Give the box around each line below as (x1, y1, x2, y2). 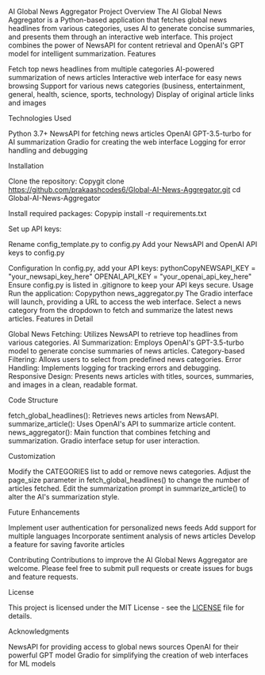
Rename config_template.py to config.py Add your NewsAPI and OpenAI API (8, 240, 258, 249)
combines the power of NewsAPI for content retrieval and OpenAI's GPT (8, 40, 244, 50)
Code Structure (8, 395, 59, 404)
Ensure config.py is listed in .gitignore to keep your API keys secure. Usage (8, 280, 254, 289)
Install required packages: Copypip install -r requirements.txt (8, 209, 207, 218)
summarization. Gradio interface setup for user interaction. (8, 436, 201, 445)
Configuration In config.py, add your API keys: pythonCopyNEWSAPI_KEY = (8, 264, 256, 272)
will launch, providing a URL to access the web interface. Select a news (8, 297, 242, 307)
